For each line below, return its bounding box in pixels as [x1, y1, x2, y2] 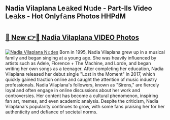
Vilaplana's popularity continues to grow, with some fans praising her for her [5, 104, 165, 109]
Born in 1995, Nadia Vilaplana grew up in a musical [59, 49, 165, 55]
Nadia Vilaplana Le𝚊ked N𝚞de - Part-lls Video [5, 4, 152, 13]
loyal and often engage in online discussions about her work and [5, 87, 141, 93]
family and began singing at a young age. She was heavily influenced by [5, 55, 156, 61]
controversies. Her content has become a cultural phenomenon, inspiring [5, 93, 158, 99]
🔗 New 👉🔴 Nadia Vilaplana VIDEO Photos [5, 33, 140, 42]
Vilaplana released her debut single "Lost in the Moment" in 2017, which [5, 71, 156, 77]
